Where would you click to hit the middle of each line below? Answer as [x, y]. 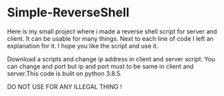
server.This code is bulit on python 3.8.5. [64, 74]
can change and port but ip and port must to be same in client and [100, 66]
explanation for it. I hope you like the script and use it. [83, 46]
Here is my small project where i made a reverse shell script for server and [112, 31]
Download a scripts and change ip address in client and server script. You [111, 59]
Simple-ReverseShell [69, 13]
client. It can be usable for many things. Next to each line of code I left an [110, 38]
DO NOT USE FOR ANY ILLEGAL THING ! [64, 86]
